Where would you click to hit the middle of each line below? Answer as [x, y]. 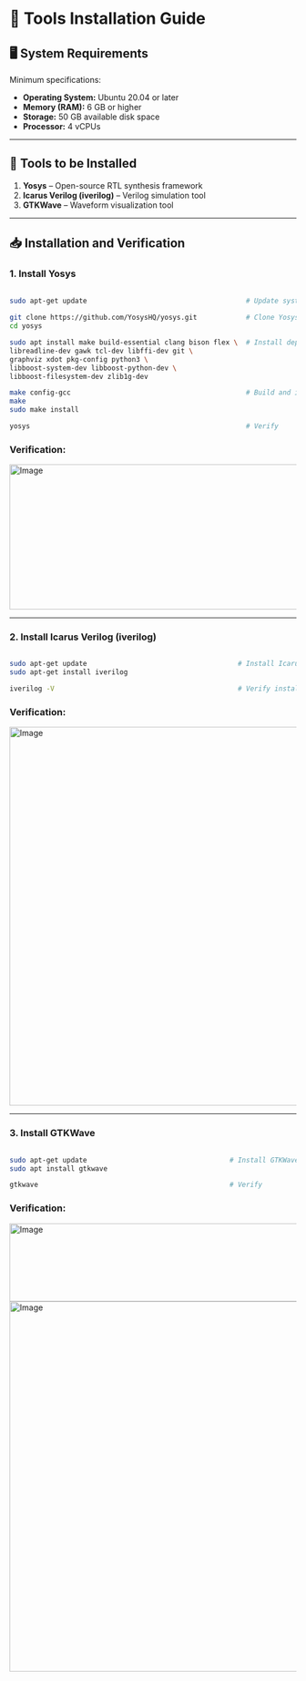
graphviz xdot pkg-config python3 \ [79, 359]
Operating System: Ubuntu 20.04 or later [101, 97]
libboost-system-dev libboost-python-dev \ [93, 368]
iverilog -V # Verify [140, 689]
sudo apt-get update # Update [144, 301]
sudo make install [44, 410]
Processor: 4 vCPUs [61, 126]
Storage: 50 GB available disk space [91, 117]
